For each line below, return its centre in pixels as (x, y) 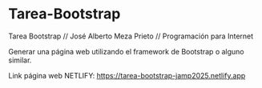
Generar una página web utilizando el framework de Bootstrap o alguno (126, 51)
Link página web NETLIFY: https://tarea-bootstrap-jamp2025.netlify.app (127, 75)
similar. (20, 60)
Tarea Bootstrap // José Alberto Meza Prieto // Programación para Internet (131, 36)
